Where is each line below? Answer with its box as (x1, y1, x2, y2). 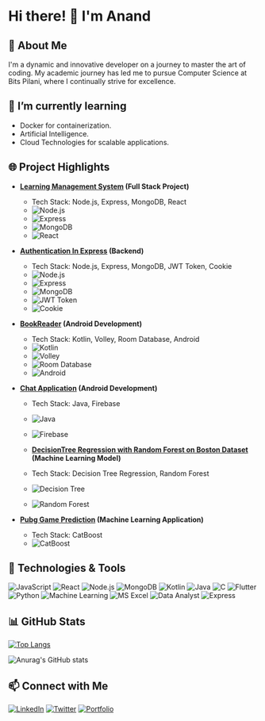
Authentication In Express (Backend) (19, 246, 144, 255)
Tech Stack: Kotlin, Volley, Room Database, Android (31, 334, 200, 343)
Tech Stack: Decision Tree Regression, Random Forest (31, 468, 209, 478)
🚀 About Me (8, 39, 67, 52)
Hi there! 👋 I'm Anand (8, 7, 152, 25)
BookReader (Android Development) (19, 319, 143, 328)
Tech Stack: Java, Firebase (31, 398, 121, 408)
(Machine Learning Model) (31, 453, 121, 462)
